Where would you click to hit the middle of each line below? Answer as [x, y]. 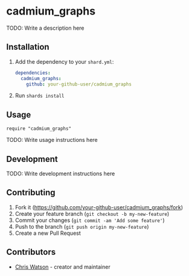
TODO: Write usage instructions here [52, 140]
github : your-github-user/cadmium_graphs [79, 84]
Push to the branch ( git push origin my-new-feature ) [82, 226]
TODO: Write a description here [45, 28]
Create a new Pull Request [48, 233]
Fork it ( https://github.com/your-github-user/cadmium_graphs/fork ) [99, 207]
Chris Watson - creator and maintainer [62, 267]
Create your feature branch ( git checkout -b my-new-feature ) [92, 214]
